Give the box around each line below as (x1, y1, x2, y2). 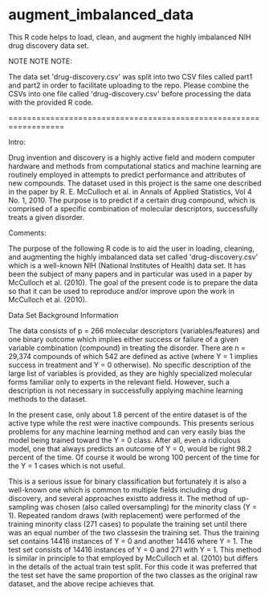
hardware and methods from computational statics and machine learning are (8, 161, 262, 170)
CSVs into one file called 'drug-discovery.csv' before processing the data (8, 88, 251, 98)
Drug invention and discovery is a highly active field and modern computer (8, 153, 255, 162)
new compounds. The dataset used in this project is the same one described (8, 178, 262, 188)
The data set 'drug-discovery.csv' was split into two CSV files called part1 (8, 71, 253, 81)
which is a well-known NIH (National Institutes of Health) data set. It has (8, 260, 247, 270)
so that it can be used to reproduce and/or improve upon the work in (8, 286, 235, 296)
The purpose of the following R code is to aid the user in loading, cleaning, (8, 243, 255, 253)
